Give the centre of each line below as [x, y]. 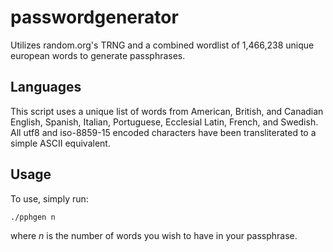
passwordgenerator [94, 17]
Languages [46, 87]
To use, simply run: [49, 198]
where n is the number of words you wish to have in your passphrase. [154, 236]
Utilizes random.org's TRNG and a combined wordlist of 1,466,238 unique [162, 45]
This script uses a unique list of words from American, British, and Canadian [167, 111]
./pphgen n [33, 217]
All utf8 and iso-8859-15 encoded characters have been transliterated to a [163, 132]
